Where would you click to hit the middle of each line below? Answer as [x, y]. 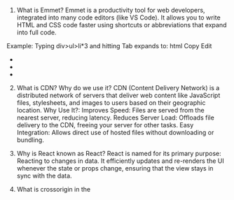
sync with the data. [44, 176]
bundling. [30, 140]
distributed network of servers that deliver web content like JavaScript [118, 95]
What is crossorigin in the [54, 189]
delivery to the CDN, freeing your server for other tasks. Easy [105, 125]
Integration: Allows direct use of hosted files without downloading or [115, 133]
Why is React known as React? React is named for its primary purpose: [119, 153]
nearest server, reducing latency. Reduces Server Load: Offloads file [115, 117]
